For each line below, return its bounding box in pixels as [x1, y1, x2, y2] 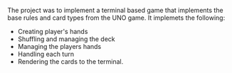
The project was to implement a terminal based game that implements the [7, 6, 223, 14]
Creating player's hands [17, 28, 88, 35]
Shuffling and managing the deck [17, 35, 115, 43]
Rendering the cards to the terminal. [17, 57, 124, 66]
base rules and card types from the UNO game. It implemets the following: [7, 13, 226, 22]
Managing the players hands [17, 43, 102, 50]
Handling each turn [17, 50, 75, 58]
